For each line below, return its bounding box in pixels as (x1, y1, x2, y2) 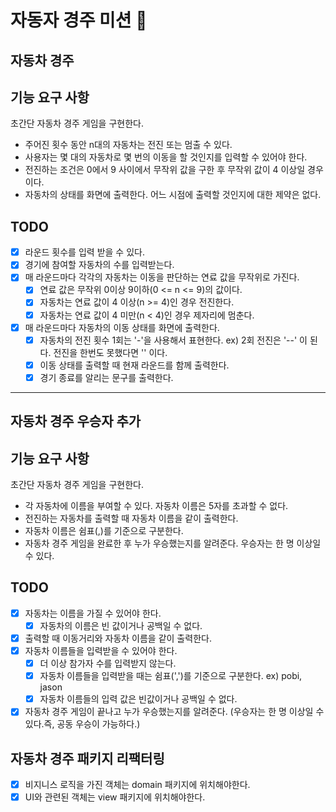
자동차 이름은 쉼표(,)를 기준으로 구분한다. (24, 525, 184, 537)
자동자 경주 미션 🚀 (10, 9, 148, 32)
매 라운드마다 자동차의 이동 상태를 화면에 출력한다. (24, 321, 220, 333)
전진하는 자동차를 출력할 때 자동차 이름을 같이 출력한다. (24, 512, 239, 525)
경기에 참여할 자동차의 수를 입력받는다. (24, 259, 175, 271)
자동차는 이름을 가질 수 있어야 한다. (24, 607, 162, 619)
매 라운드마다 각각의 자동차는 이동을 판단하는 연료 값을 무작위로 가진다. (24, 271, 300, 283)
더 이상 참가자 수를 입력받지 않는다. (39, 657, 177, 670)
